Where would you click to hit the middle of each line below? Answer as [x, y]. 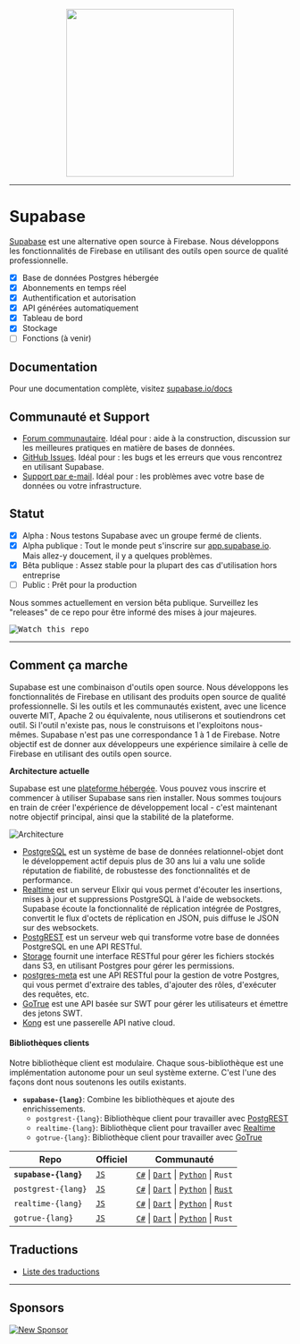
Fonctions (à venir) [57, 338]
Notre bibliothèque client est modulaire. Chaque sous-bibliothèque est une [146, 1063]
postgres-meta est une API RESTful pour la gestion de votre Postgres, [150, 974]
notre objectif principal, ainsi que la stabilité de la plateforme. [121, 817]
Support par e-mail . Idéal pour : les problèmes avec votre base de [143, 476]
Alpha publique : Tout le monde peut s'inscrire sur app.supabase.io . [147, 545]
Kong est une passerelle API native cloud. [99, 1022]
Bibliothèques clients [50, 1043]
